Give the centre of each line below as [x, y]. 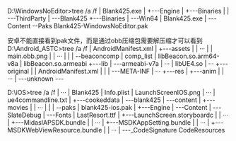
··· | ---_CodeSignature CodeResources [168, 130]
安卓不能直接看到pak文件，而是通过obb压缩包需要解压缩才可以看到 [105, 40]
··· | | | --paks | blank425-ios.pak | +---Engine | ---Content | [125, 107]
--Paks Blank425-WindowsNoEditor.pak [90, 26]
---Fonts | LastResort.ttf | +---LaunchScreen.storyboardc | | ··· [137, 115]
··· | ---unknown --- [36, 79]
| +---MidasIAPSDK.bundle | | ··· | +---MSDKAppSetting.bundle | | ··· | [108, 123]
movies [18, 107]
